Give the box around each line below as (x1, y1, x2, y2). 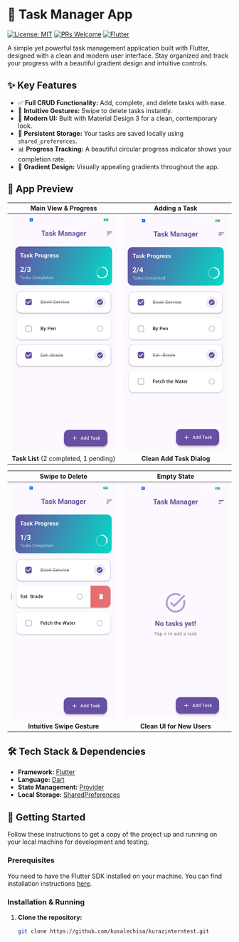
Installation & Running (7, 896, 85, 906)
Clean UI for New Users (139, 722, 211, 731)
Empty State (156, 472, 194, 481)
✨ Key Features (7, 80, 77, 92)
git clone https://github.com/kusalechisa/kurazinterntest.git (17, 928, 210, 935)
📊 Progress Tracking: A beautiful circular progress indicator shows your (17, 144, 232, 153)
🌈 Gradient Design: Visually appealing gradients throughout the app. (17, 162, 219, 171)
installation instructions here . (7, 879, 92, 888)
